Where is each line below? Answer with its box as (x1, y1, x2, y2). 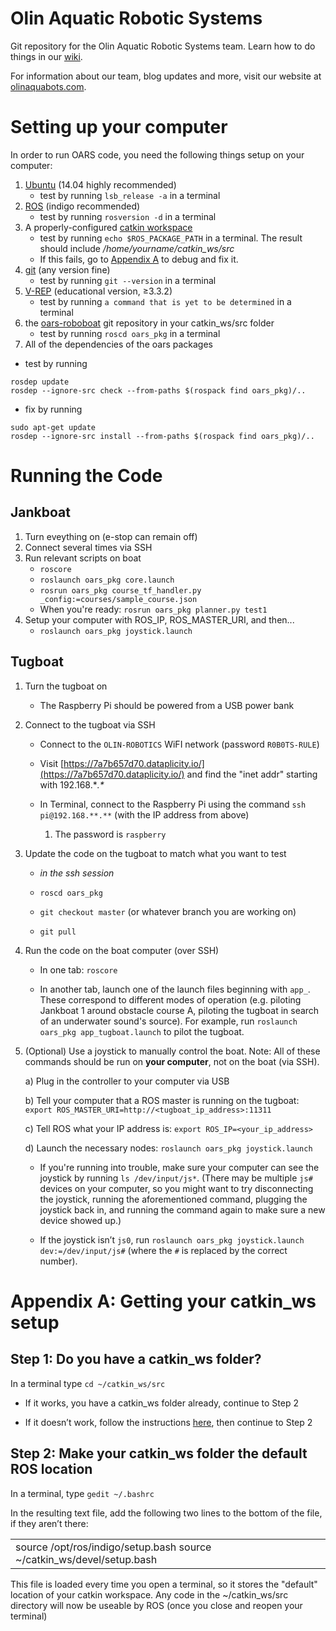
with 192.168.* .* (39, 778, 105, 791)
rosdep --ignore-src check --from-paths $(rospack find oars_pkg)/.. (10, 385, 307, 396)
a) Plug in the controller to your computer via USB (24, 1075, 230, 1087)
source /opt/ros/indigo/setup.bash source (15, 1540, 212, 1554)
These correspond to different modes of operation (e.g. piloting (39, 993, 302, 1006)
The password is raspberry (54, 828, 167, 840)
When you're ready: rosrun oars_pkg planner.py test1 (39, 603, 268, 615)
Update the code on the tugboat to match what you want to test (24, 847, 287, 859)
